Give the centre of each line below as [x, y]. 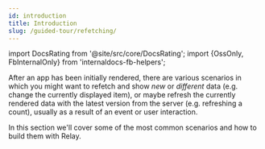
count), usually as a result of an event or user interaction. [103, 112]
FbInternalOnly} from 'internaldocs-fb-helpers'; [87, 62]
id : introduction [37, 16]
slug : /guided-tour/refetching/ [62, 31]
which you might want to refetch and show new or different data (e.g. [123, 86]
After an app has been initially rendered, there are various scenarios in [125, 78]
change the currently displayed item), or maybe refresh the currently [122, 95]
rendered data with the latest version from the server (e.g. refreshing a [126, 103]
